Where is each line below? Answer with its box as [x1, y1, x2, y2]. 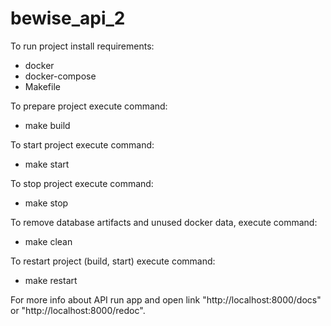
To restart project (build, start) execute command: [10, 255, 216, 267]
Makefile [24, 80, 61, 92]
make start [24, 158, 70, 170]
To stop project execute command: [10, 177, 154, 189]
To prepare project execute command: [10, 100, 168, 112]
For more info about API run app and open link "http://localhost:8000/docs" [10, 293, 322, 306]
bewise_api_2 [10, 7, 126, 30]
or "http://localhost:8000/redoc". [10, 304, 146, 316]
